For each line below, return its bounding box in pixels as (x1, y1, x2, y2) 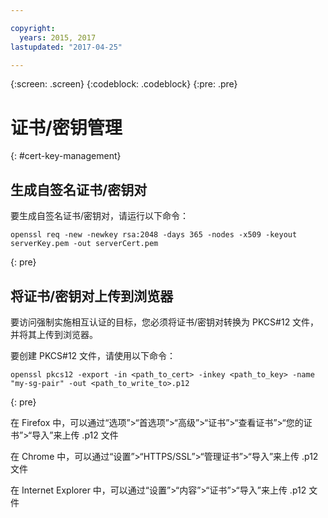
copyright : (10, 23, 56, 33)
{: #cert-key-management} (10, 150, 122, 162)
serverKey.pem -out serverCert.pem (10, 239, 159, 249)
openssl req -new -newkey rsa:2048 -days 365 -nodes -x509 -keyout (10, 230, 298, 240)
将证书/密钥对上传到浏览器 (10, 287, 174, 305)
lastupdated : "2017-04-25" (10, 42, 123, 52)
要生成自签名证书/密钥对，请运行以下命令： (10, 210, 190, 222)
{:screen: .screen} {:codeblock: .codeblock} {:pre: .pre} (10, 78, 238, 90)
